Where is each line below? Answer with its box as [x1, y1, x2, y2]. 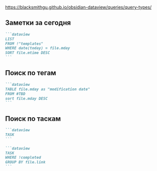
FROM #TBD [5, 91, 26, 96]
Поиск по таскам [5, 114, 61, 123]
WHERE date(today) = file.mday [5, 46, 70, 51]
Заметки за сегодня [5, 18, 71, 27]
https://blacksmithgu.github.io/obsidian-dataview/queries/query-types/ [5, 4, 152, 10]
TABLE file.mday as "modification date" [5, 87, 91, 92]
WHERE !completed [5, 155, 41, 160]
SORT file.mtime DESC [5, 50, 50, 55]
